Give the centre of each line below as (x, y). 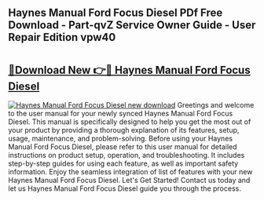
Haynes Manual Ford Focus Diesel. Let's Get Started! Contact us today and (129, 180)
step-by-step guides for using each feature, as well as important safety (123, 163)
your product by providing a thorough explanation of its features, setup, (124, 130)
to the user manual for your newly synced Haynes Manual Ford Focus (121, 113)
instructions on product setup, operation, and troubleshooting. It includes (126, 155)
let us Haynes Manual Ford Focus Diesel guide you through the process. (125, 188)
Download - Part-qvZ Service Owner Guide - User (132, 26)
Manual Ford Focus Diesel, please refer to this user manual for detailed (123, 147)
